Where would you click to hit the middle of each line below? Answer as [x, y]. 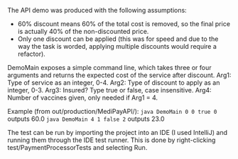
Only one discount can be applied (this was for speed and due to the [118, 39]
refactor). [32, 54]
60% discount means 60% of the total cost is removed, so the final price [124, 24]
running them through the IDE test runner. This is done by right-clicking [112, 140]
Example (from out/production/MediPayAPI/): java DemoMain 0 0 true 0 [112, 111]
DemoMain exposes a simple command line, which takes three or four [109, 67]
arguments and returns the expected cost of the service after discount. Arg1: [119, 75]
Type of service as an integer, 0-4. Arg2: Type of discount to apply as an [114, 83]
